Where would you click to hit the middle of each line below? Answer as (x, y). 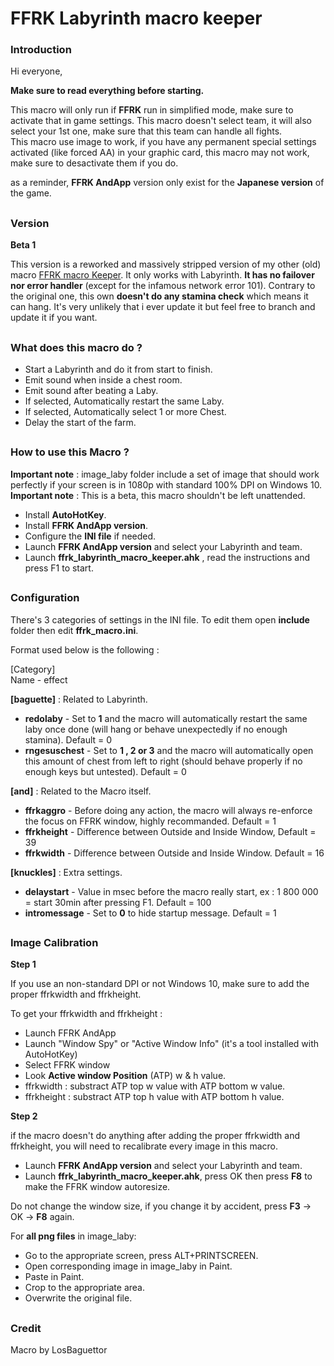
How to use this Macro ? (70, 452)
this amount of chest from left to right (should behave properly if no (163, 761)
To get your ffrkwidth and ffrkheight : (86, 1014)
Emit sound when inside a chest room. (103, 380)
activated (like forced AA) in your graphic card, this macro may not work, (160, 153)
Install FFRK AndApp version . (86, 525)
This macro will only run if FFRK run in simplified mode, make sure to (152, 110)
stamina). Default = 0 (68, 739)
